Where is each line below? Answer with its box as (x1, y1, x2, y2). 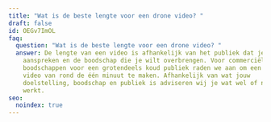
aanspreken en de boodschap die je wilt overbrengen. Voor (23, 57, 226, 65)
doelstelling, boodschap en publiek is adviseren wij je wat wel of (23, 79, 258, 87)
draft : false (8, 19, 52, 27)
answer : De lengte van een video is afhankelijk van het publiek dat (15, 49, 254, 57)
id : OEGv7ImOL (8, 26, 56, 35)
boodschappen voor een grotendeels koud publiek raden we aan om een (23, 64, 262, 72)
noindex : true (15, 101, 63, 109)
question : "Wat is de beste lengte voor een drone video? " (15, 42, 222, 50)
